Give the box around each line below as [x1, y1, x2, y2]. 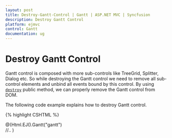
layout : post [5, 7, 33, 13]
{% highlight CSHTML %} [5, 111, 60, 118]
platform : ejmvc [5, 21, 40, 27]
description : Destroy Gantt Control [5, 17, 84, 22]
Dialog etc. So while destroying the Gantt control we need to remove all [5, 75, 156, 82]
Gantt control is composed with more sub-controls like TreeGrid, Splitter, [5, 70, 159, 76]
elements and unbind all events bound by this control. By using [21, 81, 155, 87]
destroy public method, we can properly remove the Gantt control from [5, 86, 156, 93]
